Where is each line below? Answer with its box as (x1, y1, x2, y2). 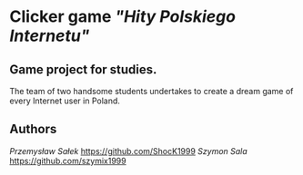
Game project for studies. (9, 62, 157, 77)
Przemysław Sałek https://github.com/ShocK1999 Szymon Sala (9, 145, 247, 156)
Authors (9, 122, 57, 137)
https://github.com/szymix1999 (9, 155, 126, 166)
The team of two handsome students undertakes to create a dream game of (9, 86, 294, 96)
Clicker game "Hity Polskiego (9, 6, 237, 27)
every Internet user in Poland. (9, 95, 121, 106)
